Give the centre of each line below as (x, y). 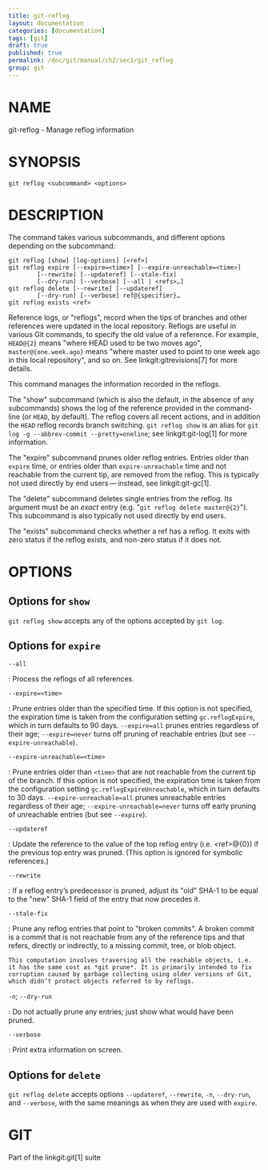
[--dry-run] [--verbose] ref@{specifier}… (109, 296)
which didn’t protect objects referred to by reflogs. (102, 982)
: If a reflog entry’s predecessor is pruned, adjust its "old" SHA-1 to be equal (133, 891)
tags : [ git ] (28, 38)
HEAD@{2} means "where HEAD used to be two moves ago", (105, 343)
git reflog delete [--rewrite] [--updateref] (85, 288)
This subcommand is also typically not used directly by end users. (117, 515)
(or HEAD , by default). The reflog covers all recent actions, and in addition (141, 416)
